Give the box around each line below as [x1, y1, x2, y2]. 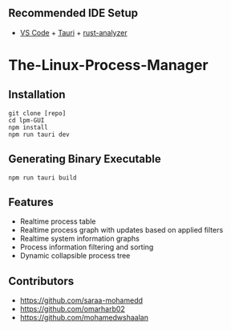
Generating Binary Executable [8, 152, 162, 166]
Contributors [8, 274, 75, 288]
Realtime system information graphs [19, 233, 140, 244]
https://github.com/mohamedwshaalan [19, 313, 148, 323]
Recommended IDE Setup [8, 6, 139, 20]
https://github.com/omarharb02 [19, 304, 126, 314]
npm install [8, 123, 48, 131]
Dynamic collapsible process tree [19, 251, 131, 261]
